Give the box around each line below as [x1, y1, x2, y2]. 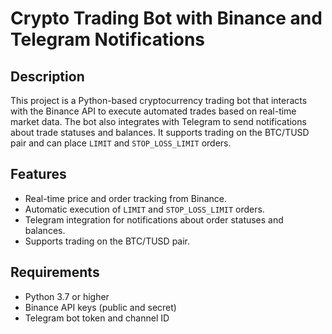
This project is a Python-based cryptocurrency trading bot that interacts [10, 95, 308, 106]
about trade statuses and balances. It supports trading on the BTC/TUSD [10, 127, 310, 138]
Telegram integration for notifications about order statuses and [24, 213, 284, 226]
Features [10, 166, 67, 183]
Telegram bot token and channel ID [24, 312, 170, 324]
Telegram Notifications [10, 28, 206, 51]
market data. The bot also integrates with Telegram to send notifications [10, 116, 307, 127]
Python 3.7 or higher [24, 290, 110, 302]
